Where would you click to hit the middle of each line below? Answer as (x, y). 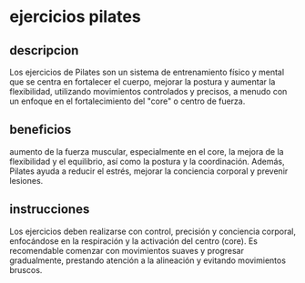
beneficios (41, 130)
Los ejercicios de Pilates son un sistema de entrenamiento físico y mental (147, 72)
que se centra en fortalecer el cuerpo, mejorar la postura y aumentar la (142, 82)
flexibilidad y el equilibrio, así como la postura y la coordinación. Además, (147, 161)
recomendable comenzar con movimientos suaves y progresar (127, 250)
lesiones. (26, 180)
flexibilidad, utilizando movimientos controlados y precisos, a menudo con (148, 91)
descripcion (44, 51)
